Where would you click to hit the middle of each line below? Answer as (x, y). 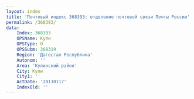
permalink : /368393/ (31, 22)
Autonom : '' (31, 60)
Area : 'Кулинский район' (47, 66)
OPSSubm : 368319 (37, 49)
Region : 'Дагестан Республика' (55, 55)
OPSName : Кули (34, 38)
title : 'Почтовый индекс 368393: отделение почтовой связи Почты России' (98, 17)
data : (13, 28)
